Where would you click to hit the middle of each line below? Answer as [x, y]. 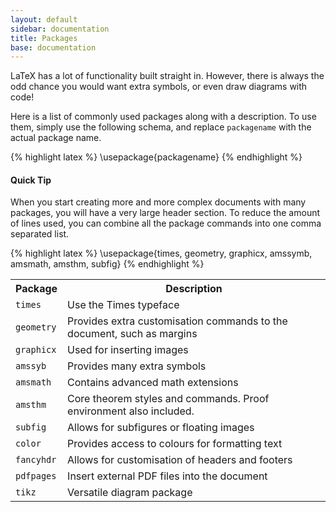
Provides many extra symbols [137, 366]
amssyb [31, 366]
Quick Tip [31, 180]
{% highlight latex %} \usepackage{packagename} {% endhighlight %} [156, 157]
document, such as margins [132, 334]
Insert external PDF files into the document [167, 476]
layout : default [44, 19]
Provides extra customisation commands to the [177, 321]
